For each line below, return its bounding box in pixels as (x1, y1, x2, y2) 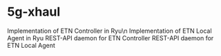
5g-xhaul (7, 4, 61, 20)
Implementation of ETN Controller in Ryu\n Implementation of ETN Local (7, 27, 212, 35)
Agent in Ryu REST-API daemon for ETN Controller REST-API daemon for (7, 33, 214, 42)
